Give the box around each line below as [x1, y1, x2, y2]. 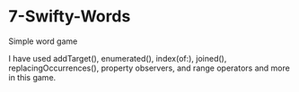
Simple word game [8, 36, 78, 46]
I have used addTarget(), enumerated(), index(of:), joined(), [8, 53, 227, 63]
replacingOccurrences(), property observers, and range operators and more [8, 63, 291, 73]
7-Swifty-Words [8, 6, 131, 27]
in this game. [8, 71, 57, 82]
